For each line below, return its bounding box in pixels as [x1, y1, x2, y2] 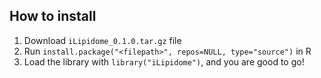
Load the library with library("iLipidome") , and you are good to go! [23, 55, 305, 68]
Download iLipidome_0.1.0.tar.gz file [23, 34, 182, 46]
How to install [9, 8, 97, 25]
